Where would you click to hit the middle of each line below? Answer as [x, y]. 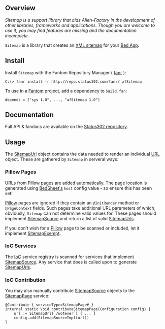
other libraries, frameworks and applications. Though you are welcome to [80, 25]
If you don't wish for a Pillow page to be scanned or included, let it [72, 228]
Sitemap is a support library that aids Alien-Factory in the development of [80, 20]
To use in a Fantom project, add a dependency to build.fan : [66, 91]
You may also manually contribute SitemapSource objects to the [70, 291]
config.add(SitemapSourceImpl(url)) [52, 318]
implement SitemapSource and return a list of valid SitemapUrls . [70, 218]
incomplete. [17, 35]
